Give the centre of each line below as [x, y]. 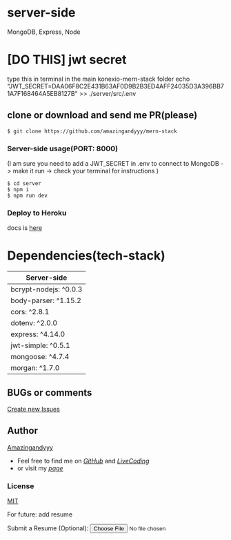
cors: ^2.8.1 [30, 312]
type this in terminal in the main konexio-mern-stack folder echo [99, 79]
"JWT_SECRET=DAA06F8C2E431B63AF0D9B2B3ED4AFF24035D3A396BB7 [115, 86]
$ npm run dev [28, 195]
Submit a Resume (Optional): [48, 528]
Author [22, 431]
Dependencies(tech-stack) [86, 256]
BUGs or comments [50, 393]
